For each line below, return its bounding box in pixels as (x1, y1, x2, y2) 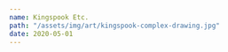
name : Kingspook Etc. (9, 12, 90, 22)
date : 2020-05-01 (9, 29, 74, 38)
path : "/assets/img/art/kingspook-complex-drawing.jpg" (9, 21, 220, 30)
